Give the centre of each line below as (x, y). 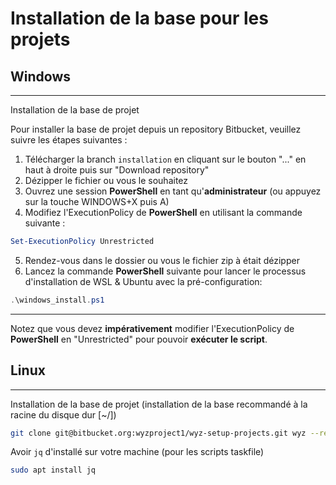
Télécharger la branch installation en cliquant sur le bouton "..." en (165, 159)
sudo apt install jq (53, 470)
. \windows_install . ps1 (57, 300)
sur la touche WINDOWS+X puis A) (97, 201)
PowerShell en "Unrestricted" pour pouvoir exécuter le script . (139, 339)
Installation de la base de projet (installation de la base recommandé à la (159, 404)
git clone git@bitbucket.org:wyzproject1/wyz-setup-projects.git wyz (158, 433)
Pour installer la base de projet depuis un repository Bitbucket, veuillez (156, 129)
